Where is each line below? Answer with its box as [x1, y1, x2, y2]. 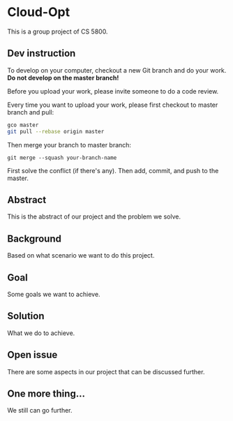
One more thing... [7, 387, 86, 399]
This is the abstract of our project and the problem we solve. [7, 212, 181, 221]
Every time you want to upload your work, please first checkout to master [7, 101, 218, 109]
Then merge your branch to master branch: [7, 140, 131, 149]
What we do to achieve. [7, 329, 75, 337]
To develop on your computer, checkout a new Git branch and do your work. [7, 66, 227, 74]
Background [7, 232, 61, 244]
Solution [7, 310, 45, 322]
